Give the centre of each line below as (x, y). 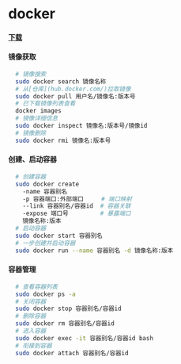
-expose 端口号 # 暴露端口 (77, 214)
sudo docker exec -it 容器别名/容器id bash (85, 338)
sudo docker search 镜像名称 (61, 81)
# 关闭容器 (31, 301)
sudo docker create (47, 184)
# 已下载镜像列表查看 (45, 104)
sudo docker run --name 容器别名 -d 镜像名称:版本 (94, 251)
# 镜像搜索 (31, 74)
